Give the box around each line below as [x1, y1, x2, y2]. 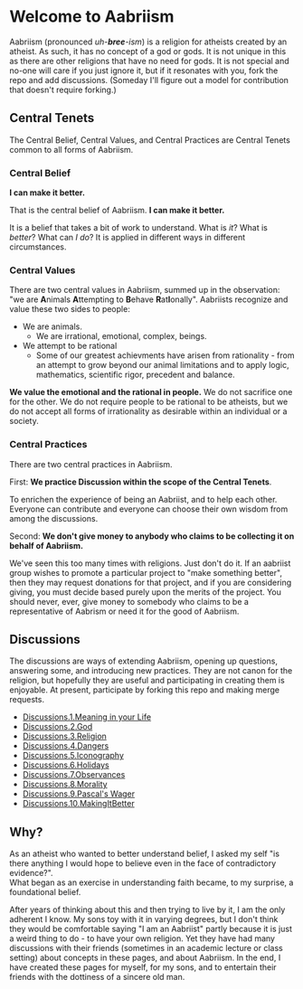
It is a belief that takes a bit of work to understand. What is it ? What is [9, 222, 269, 233]
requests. [9, 694, 45, 705]
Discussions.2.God [22, 721, 93, 732]
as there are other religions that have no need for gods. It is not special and [9, 55, 289, 66]
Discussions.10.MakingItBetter [22, 798, 135, 809]
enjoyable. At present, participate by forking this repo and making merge [9, 684, 280, 695]
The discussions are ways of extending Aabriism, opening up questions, [9, 655, 279, 666]
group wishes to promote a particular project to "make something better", [9, 567, 283, 578]
